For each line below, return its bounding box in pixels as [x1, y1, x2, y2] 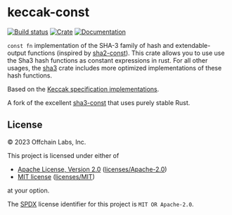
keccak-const [7, 4, 90, 20]
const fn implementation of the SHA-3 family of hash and [7, 41, 174, 49]
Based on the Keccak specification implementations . [7, 85, 160, 93]
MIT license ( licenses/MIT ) [17, 172, 95, 180]
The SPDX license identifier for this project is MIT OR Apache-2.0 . [7, 199, 194, 208]
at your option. [7, 186, 50, 195]
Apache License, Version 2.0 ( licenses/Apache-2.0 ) [17, 165, 167, 173]
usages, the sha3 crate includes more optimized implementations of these [7, 63, 222, 72]
